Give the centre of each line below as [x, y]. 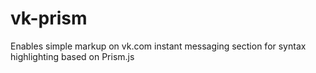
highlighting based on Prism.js [72, 56]
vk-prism [49, 18]
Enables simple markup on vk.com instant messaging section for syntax [158, 46]
